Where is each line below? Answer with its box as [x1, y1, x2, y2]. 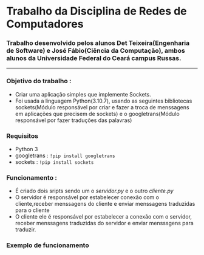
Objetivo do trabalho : [6, 77, 72, 86]
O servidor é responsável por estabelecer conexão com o [15, 194, 160, 201]
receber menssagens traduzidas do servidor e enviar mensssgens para [15, 220, 194, 227]
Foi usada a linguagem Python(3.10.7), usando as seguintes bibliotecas [15, 97, 192, 104]
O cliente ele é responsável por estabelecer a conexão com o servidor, [15, 213, 192, 220]
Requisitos [6, 132, 38, 140]
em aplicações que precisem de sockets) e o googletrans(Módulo [15, 110, 180, 117]
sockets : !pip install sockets [15, 158, 94, 166]
